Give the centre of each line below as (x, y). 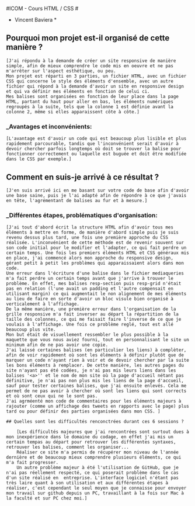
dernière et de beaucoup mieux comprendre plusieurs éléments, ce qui (94, 458)
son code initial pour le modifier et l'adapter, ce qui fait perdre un (96, 248)
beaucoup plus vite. (31, 330)
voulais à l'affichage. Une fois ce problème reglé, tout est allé (90, 325)
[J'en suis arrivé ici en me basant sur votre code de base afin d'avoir (98, 190)
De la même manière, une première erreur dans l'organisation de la (91, 309)
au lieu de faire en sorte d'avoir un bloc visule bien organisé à (90, 299)
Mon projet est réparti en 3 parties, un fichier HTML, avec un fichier (96, 76)
